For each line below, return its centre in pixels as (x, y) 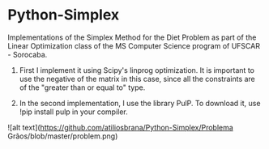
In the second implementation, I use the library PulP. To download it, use (140, 103)
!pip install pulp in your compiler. (74, 112)
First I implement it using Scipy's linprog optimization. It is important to (137, 70)
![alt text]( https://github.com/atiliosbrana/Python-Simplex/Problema (121, 127)
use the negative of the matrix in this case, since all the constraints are (137, 79)
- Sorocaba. (28, 54)
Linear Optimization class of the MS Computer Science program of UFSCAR (134, 45)
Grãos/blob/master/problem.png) (63, 136)
